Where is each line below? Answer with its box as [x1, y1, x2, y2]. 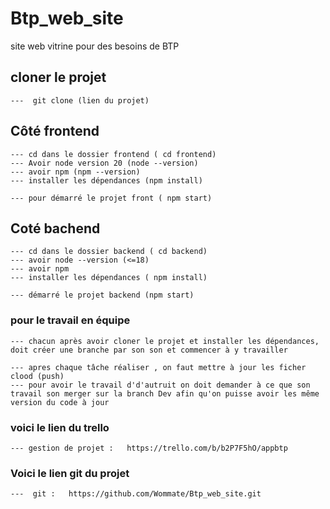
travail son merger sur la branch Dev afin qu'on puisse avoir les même [10, 388, 320, 399]
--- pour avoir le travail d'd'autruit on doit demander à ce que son [10, 380, 311, 390]
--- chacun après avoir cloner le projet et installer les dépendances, [10, 336, 320, 346]
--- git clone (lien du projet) [10, 95, 150, 106]
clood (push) [10, 371, 65, 381]
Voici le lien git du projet [10, 466, 130, 480]
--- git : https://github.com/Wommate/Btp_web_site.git [10, 489, 262, 499]
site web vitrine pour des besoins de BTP [10, 40, 180, 52]
